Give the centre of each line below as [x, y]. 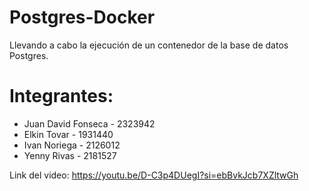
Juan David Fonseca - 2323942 [89, 123]
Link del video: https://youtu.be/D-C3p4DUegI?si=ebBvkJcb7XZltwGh [154, 175]
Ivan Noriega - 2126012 [72, 145]
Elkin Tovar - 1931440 [68, 134]
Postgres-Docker [82, 17]
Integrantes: [61, 96]
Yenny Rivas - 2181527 [70, 155]
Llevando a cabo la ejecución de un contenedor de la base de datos [149, 45]
